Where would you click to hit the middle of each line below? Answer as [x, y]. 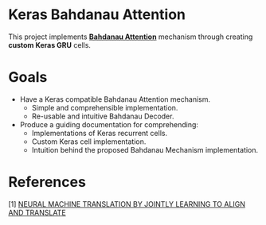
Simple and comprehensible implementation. [105, 107]
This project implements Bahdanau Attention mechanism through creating [131, 37]
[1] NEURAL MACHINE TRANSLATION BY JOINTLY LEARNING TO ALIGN [127, 204]
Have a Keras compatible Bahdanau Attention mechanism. [115, 99]
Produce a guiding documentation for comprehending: [109, 124]
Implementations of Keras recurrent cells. [100, 133]
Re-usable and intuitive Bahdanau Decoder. [103, 116]
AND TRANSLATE [37, 212]
